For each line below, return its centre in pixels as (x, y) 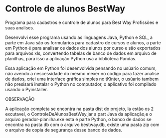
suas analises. (20, 27)
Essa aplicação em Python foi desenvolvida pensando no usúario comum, (81, 68)
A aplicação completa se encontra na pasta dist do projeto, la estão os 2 (80, 109)
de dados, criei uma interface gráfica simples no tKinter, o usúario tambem (82, 79)
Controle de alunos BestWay (65, 9)
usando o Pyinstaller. (27, 89)
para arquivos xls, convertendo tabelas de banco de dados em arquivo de (81, 53)
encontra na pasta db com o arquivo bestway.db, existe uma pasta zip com (82, 125)
